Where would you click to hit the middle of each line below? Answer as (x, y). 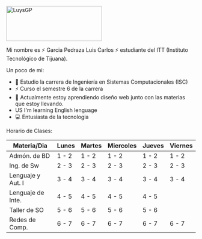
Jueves (153, 146)
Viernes (181, 146)
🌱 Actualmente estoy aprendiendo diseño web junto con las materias (100, 97)
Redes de (23, 220)
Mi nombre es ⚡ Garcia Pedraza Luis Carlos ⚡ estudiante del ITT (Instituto (97, 50)
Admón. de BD (29, 156)
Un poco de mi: (25, 70)
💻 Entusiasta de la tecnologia (52, 117)
